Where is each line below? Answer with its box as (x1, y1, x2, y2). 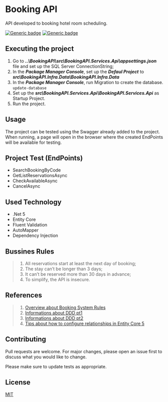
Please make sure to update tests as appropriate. (5, 363, 107, 369)
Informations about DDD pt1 (25, 309, 83, 315)
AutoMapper (12, 227, 39, 233)
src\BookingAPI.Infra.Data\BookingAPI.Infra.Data (12, 74, 120, 80)
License (5, 378, 31, 387)
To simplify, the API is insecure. (25, 277, 91, 282)
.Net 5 (12, 211, 26, 217)
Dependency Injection (12, 232, 58, 238)
